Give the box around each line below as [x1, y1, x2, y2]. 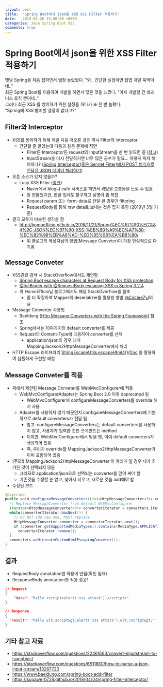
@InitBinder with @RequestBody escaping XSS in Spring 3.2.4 [19, 282, 144, 288]
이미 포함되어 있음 [26, 452, 61, 458]
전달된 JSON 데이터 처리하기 [26, 167, 81, 173]
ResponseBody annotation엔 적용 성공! [12, 576, 88, 583]
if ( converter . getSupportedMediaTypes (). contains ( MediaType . [14, 524, 140, 529]
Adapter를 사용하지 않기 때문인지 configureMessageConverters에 [19, 409, 147, 415]
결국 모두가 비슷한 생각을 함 [12, 216, 65, 222]
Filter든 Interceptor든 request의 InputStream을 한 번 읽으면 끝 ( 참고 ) [26, 149, 158, 155]
